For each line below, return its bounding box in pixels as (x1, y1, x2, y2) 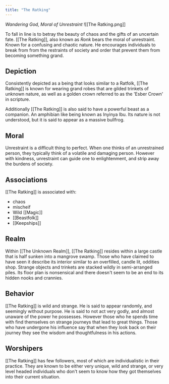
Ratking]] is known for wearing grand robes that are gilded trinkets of (5, 86, 149, 92)
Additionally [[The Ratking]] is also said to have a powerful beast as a (5, 106, 149, 112)
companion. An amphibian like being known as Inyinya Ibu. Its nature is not (5, 111, 160, 117)
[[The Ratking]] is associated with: (5, 189, 77, 195)
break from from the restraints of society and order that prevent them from (5, 47, 160, 53)
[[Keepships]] (12, 220, 41, 226)
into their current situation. (5, 373, 61, 379)
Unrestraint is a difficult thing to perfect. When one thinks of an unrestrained (5, 145, 164, 151)
